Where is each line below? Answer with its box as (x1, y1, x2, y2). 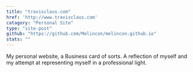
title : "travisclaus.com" (6, 8, 71, 15)
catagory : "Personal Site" (6, 20, 74, 26)
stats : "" (6, 36, 31, 42)
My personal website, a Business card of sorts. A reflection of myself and (6, 53, 188, 60)
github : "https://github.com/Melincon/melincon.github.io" (6, 31, 157, 37)
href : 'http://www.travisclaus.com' (6, 14, 98, 20)
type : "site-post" (6, 25, 52, 32)
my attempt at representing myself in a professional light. (6, 59, 147, 66)
